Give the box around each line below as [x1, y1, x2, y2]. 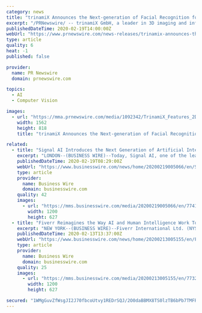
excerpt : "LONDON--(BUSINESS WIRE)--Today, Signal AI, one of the [17, 153, 187, 159]
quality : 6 [6, 43, 34, 49]
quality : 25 [17, 264, 47, 270]
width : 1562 [17, 120, 47, 126]
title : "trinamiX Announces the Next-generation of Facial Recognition [6, 14, 189, 20]
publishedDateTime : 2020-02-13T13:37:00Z [17, 231, 122, 237]
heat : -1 [6, 48, 28, 54]
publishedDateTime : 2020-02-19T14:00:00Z [6, 25, 112, 32]
